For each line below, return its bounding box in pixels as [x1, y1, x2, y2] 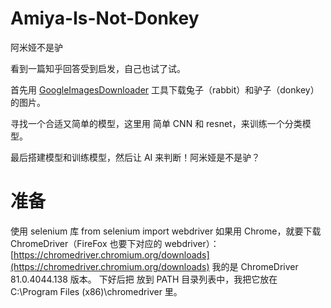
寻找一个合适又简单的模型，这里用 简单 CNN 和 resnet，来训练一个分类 [10, 117, 303, 129]
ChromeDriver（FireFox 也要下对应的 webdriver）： [10, 237, 220, 249]
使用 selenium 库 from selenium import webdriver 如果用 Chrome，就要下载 [10, 225, 322, 237]
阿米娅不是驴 [10, 41, 63, 53]
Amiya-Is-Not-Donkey [10, 7, 200, 30]
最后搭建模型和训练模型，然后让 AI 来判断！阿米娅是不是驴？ [10, 151, 261, 163]
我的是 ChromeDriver [211, 260, 299, 272]
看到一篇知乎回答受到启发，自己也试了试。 [10, 62, 186, 74]
